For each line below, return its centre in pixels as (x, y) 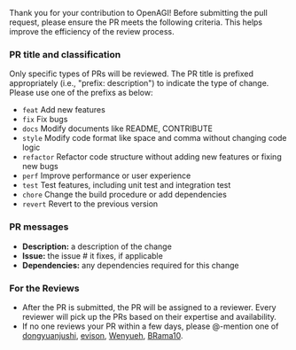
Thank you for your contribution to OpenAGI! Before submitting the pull (138, 13)
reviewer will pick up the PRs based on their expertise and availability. (149, 316)
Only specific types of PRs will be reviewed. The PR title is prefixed (132, 74)
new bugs (40, 167)
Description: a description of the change (97, 246)
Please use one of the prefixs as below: (81, 93)
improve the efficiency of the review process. (92, 31)
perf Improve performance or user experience (106, 175)
